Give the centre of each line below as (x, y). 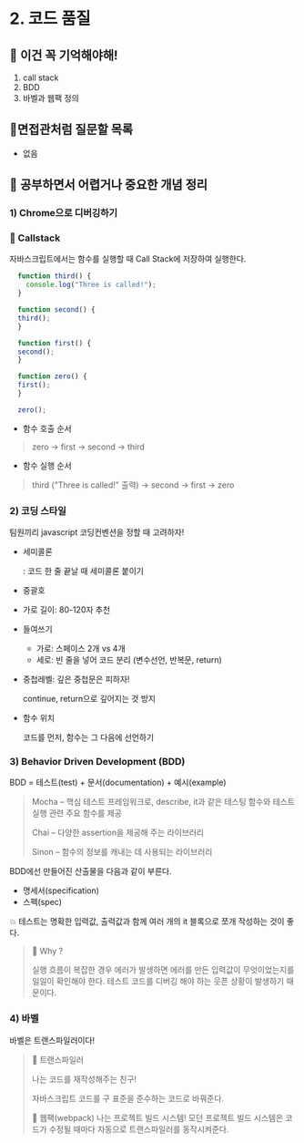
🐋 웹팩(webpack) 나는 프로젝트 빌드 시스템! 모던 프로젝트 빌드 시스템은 (157, 1117)
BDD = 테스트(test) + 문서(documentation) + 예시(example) (118, 783)
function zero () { (53, 376)
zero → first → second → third (88, 447)
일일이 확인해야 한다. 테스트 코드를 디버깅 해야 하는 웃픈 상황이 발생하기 (158, 982)
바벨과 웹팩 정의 (51, 98)
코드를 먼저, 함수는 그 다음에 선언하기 (88, 737)
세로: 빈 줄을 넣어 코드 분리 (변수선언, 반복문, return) (129, 660)
